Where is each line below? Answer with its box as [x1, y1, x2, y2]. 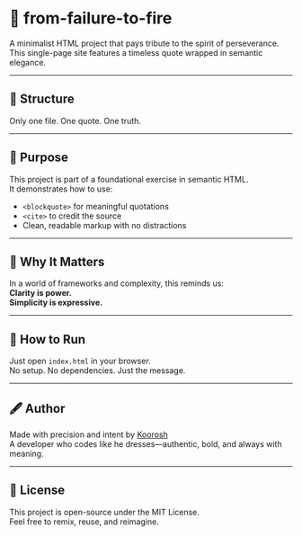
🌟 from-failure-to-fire [9, 8, 173, 29]
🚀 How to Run [9, 332, 86, 347]
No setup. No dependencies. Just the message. [9, 365, 186, 376]
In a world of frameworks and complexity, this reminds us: [9, 278, 225, 289]
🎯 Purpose [9, 150, 69, 165]
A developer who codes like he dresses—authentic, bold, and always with [9, 439, 282, 449]
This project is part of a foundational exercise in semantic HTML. [9, 174, 249, 184]
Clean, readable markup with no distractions [22, 219, 187, 230]
